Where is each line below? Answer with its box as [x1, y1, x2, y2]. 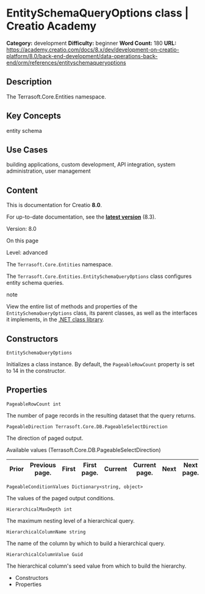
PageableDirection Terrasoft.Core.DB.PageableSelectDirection [6, 423, 168, 430]
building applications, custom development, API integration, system [6, 161, 176, 168]
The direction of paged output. [6, 434, 84, 442]
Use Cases [6, 145, 48, 155]
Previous [29, 461, 57, 469]
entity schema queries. [6, 279, 64, 287]
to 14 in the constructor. [6, 367, 66, 374]
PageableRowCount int [6, 401, 62, 407]
